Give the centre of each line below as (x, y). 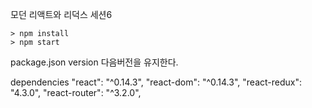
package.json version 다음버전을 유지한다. (94, 62)
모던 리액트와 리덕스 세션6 (61, 14)
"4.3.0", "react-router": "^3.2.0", (76, 92)
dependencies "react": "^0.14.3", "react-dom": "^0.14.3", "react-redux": (156, 82)
